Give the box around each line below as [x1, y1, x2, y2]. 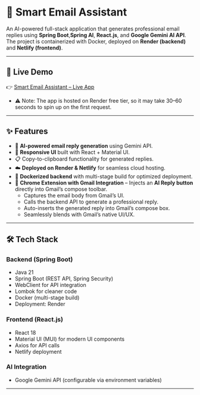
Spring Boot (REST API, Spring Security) [14, 275, 114, 282]
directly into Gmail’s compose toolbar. [14, 185, 108, 193]
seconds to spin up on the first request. [14, 103, 112, 110]
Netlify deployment [14, 348, 62, 355]
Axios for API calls [14, 341, 60, 348]
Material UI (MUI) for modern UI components [14, 335, 125, 342]
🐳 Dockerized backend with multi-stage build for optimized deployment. [14, 172, 193, 180]
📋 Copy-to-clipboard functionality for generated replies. [14, 155, 154, 162]
